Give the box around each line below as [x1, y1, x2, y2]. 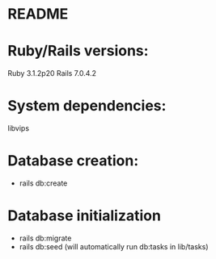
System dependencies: [7, 97, 167, 115]
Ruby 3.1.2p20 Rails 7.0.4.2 [7, 69, 97, 78]
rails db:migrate [19, 233, 72, 243]
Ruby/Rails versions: [7, 42, 149, 61]
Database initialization [7, 207, 161, 225]
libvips [7, 123, 30, 133]
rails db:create [19, 178, 68, 188]
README [7, 5, 69, 23]
